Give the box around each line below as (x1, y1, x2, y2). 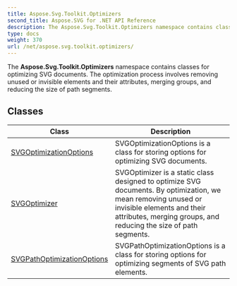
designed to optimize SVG (115, 176, 201, 186)
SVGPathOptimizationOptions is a (115, 241, 226, 251)
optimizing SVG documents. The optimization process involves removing (7, 70, 219, 78)
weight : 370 (7, 37, 42, 44)
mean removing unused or (115, 193, 202, 203)
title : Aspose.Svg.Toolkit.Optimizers (7, 10, 121, 18)
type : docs (7, 30, 39, 37)
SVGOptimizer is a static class (115, 167, 214, 177)
